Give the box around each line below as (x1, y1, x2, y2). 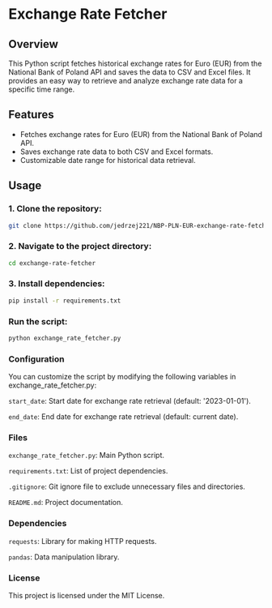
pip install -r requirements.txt (8, 297, 121, 305)
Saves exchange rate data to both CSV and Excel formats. (19, 147, 214, 156)
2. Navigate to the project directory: (8, 241, 152, 252)
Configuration (8, 353, 65, 365)
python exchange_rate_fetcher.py (8, 334, 121, 343)
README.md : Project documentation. (8, 498, 123, 507)
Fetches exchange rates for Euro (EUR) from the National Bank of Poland (19, 129, 263, 139)
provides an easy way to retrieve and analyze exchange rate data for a (8, 76, 243, 85)
